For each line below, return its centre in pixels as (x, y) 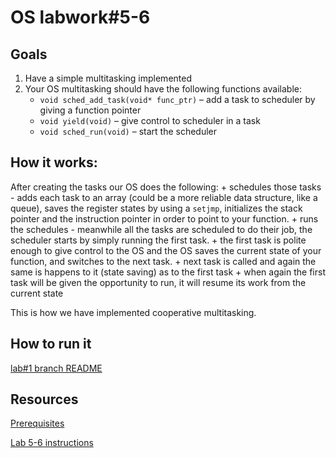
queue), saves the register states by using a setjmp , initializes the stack (156, 208)
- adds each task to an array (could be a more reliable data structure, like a (164, 197)
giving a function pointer (90, 110)
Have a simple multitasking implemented (108, 78)
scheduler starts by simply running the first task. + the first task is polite (158, 240)
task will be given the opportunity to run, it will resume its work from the (158, 282)
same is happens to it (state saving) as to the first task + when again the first (168, 272)
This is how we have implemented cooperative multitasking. (133, 312)
